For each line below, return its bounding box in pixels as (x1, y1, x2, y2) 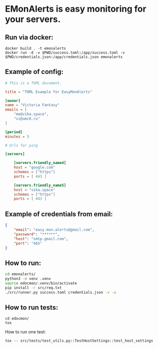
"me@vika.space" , (14, 112, 49, 117)
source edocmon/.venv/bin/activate (5, 281, 77, 286)
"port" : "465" (14, 241, 42, 246)
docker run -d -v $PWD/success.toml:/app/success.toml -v (5, 50, 125, 55)
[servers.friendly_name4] (14, 161, 67, 165)
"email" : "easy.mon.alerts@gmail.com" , (14, 227, 95, 232)
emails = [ (5, 107, 27, 112)
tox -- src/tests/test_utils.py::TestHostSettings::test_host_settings (5, 338, 153, 344)
